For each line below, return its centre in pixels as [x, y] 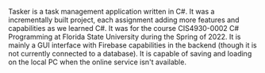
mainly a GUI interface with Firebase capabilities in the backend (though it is [132, 45]
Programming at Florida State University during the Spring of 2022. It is [125, 36]
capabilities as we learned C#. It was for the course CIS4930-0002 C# [124, 28]
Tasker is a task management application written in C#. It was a [111, 12]
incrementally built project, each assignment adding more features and [124, 20]
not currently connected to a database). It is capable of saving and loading [130, 54]
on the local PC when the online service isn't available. [97, 62]
